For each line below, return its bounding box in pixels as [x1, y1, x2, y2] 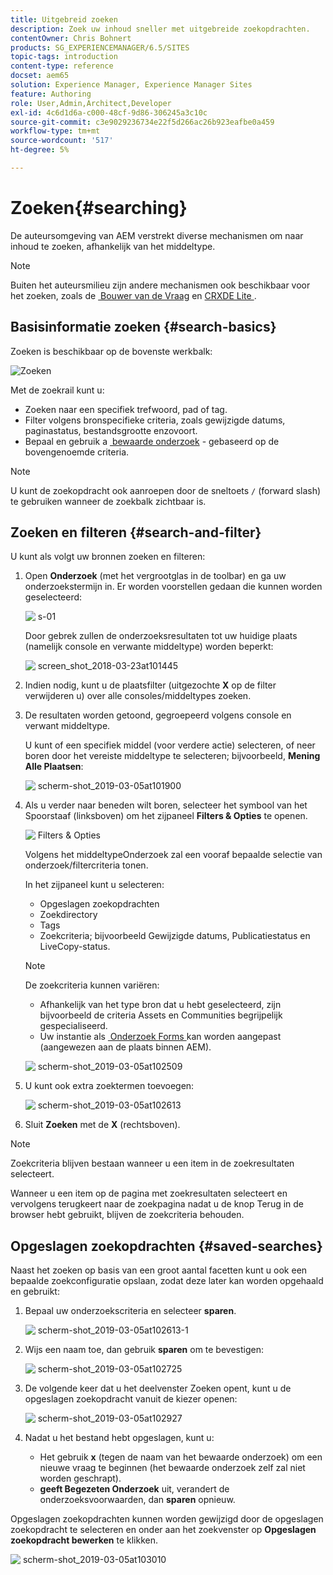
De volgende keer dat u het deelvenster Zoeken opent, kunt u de [24, 1382, 292, 1395]
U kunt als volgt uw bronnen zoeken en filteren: [10, 551, 206, 563]
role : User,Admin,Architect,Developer [10, 98, 172, 108]
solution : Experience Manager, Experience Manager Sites [10, 80, 253, 90]
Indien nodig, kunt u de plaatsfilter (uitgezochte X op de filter [24, 679, 277, 691]
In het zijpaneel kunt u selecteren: [24, 879, 165, 891]
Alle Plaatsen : [24, 761, 84, 773]
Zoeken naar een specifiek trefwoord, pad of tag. [24, 403, 228, 415]
